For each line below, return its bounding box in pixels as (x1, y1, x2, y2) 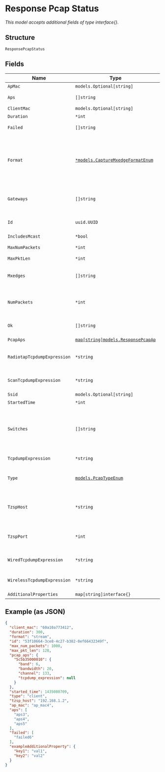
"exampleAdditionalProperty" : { (9, 744, 76, 749)
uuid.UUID (75, 219, 98, 225)
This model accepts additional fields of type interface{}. (5, 19, 119, 25)
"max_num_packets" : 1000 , (9, 643, 63, 648)
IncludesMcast (7, 233, 41, 239)
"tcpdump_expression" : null (18, 675, 76, 680)
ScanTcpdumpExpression (7, 377, 60, 383)
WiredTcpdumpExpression (7, 557, 63, 562)
